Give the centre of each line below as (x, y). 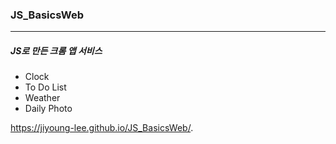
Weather (42, 98)
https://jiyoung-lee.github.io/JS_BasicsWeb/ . (102, 128)
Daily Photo (48, 109)
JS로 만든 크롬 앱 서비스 (56, 50)
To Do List (45, 87)
